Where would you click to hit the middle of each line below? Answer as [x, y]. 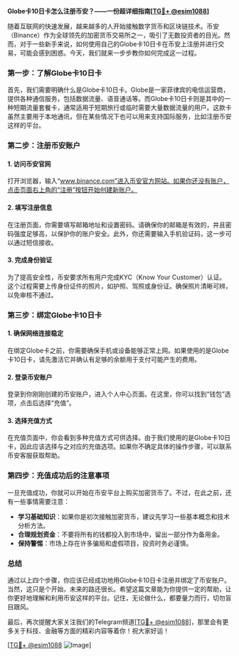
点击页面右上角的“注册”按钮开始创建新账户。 [73, 190]
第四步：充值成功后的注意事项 [59, 475]
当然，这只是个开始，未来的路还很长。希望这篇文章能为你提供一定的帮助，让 [119, 588]
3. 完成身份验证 [30, 260]
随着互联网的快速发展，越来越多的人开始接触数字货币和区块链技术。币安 [113, 26]
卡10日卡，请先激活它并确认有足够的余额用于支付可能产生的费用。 [104, 359]
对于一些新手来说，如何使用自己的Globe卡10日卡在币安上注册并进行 [119, 44]
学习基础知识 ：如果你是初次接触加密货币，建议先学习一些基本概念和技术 [123, 516]
